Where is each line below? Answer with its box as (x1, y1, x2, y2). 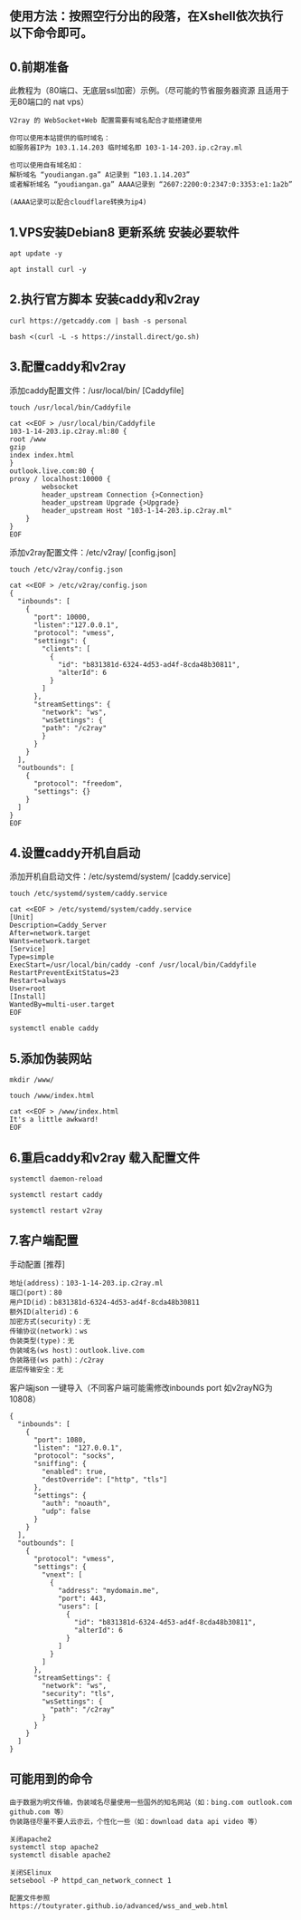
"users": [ (57, 1602, 99, 1611)
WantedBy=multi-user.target (9, 1000, 116, 1009)
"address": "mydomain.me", (57, 1586, 160, 1595)
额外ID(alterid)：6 (9, 1307, 79, 1317)
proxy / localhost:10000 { (9, 474, 111, 483)
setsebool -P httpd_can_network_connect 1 (9, 1876, 172, 1885)
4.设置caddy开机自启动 (9, 845, 141, 861)
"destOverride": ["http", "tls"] (42, 1475, 168, 1484)
